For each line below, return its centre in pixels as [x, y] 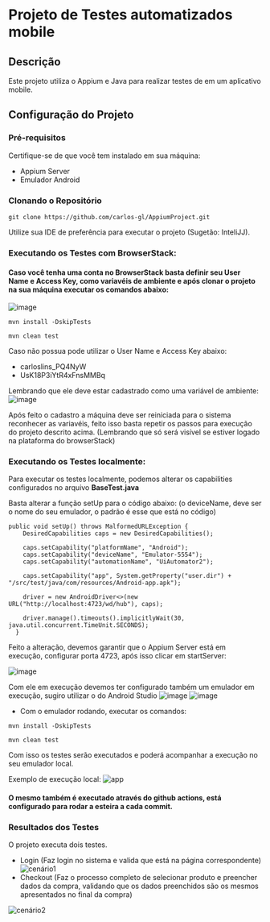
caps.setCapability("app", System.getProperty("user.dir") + [127, 576]
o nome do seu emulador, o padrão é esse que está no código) [112, 512]
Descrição [35, 62]
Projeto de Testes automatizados [121, 15]
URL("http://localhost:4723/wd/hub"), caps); [86, 604]
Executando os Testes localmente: [77, 462]
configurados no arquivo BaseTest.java [74, 488]
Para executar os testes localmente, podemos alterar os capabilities [121, 479]
